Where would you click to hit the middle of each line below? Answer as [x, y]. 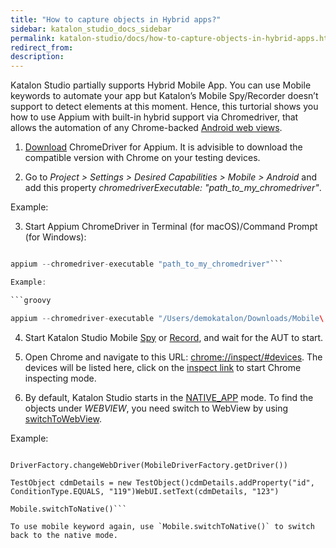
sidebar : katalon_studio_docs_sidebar [91, 29]
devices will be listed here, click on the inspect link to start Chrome [163, 367]
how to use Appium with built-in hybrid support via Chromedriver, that [154, 117]
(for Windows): [55, 237]
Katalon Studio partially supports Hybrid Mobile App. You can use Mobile [161, 85]
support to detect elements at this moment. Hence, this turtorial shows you [164, 107]
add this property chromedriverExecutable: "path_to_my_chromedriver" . [173, 188]
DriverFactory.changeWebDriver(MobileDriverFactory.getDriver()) [149, 465]
